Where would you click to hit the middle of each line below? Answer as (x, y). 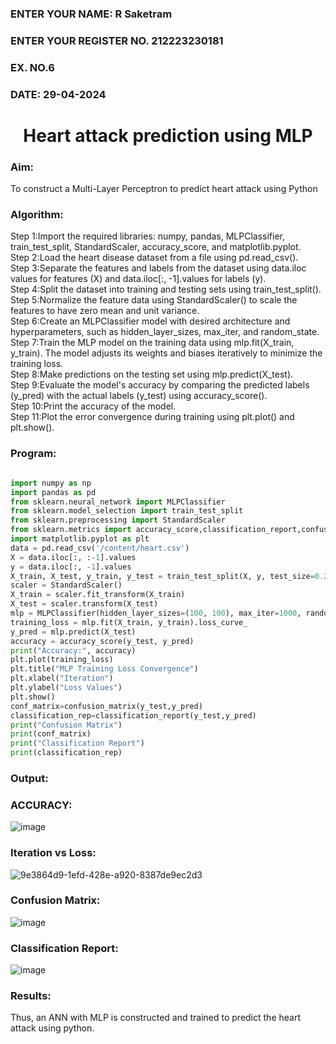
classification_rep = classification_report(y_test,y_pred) (133, 715)
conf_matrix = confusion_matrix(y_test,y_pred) (106, 706)
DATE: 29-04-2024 (58, 94)
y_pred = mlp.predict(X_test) (73, 632)
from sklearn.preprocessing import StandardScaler (118, 520)
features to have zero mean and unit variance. (105, 311)
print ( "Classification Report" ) (77, 743)
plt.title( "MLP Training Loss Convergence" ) (104, 669)
